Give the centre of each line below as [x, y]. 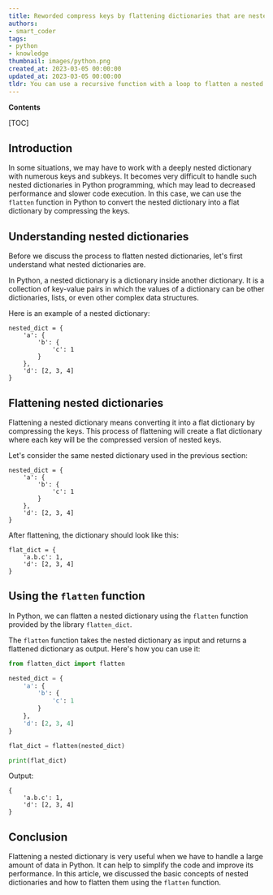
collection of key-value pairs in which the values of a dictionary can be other [136, 289]
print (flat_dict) [38, 760]
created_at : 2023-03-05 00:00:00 [65, 69]
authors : [23, 24]
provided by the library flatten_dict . [70, 624]
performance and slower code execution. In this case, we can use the [125, 194]
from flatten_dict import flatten [67, 664]
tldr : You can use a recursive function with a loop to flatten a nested [136, 84]
